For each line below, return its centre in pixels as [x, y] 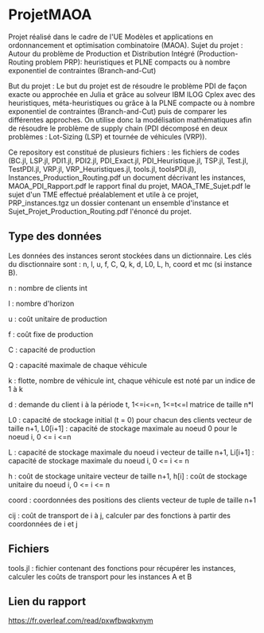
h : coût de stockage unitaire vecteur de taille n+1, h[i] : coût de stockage [128, 476]
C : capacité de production [52, 350]
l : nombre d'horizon [41, 303]
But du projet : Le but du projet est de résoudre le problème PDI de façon [128, 86]
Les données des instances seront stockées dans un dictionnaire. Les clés [130, 256]
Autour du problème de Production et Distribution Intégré [101, 53]
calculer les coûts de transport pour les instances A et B [100, 576]
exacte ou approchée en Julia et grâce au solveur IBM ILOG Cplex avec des [132, 94]
